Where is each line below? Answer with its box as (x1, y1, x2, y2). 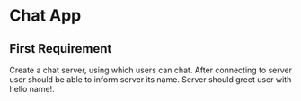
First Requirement (9, 41, 112, 56)
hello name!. (9, 84, 56, 94)
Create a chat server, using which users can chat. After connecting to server (9, 64, 292, 75)
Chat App (9, 5, 82, 26)
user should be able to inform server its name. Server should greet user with (9, 74, 292, 85)
